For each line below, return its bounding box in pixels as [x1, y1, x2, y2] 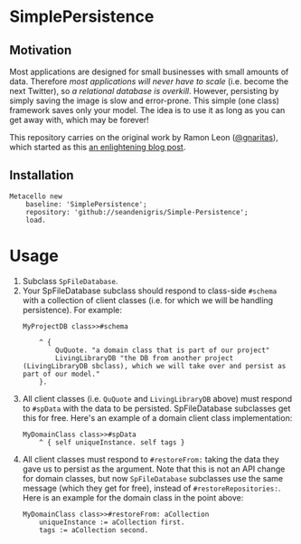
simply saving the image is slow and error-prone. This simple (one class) [9, 95, 280, 106]
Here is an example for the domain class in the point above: [22, 492, 244, 503]
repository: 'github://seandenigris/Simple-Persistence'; [25, 207, 249, 216]
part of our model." [22, 369, 100, 378]
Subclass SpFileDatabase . [22, 275, 118, 286]
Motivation [9, 43, 72, 58]
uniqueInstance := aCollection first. [39, 518, 185, 527]
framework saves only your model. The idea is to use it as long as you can [9, 105, 286, 115]
